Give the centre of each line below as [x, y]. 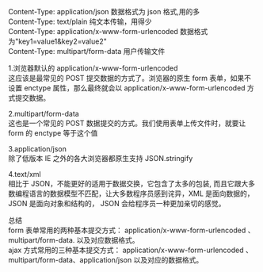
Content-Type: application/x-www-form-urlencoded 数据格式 [108, 31]
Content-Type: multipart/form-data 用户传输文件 [87, 51]
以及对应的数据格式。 [168, 260]
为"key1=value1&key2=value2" [57, 41]
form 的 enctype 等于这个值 [53, 133]
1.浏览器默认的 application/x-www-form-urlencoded [93, 68]
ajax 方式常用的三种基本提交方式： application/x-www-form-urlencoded [126, 250]
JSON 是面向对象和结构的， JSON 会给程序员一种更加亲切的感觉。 [117, 203]
